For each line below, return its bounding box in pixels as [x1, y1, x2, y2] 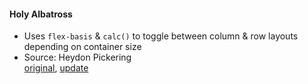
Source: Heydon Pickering [23, 51, 132, 64]
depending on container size [23, 41, 142, 53]
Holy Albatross [9, 8, 73, 20]
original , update [23, 62, 89, 74]
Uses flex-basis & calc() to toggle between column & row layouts [23, 30, 299, 42]
